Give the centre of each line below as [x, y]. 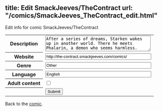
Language [24, 74]
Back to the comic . [24, 104]
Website [24, 57]
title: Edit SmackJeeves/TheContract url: [69, 8]
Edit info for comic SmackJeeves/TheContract [52, 27]
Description [24, 44]
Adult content [24, 83]
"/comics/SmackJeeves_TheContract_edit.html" [81, 16]
